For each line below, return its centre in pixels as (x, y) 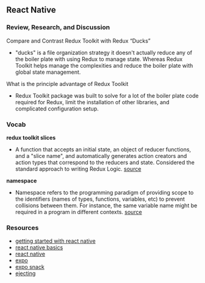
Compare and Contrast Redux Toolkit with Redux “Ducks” (78, 41)
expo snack (30, 267)
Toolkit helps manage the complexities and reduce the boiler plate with (104, 65)
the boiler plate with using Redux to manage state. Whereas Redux (99, 59)
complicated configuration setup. (57, 109)
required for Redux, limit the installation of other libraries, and (92, 102)
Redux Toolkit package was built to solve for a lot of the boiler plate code (107, 95)
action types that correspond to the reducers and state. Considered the (105, 162)
